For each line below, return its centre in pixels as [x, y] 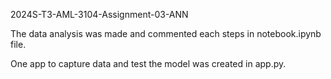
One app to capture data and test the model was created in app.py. [148, 63]
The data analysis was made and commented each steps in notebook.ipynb [166, 33]
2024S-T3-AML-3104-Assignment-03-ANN [99, 14]
